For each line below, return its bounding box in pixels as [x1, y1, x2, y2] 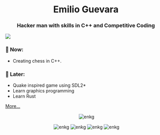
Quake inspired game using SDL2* [12, 82, 86, 88]
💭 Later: [5, 70, 26, 78]
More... [5, 103, 20, 109]
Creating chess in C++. [12, 57, 62, 64]
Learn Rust [12, 93, 36, 100]
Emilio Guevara [53, 4, 119, 15]
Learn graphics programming [12, 88, 75, 94]
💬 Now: [5, 46, 24, 53]
